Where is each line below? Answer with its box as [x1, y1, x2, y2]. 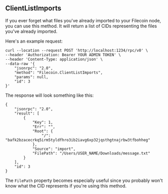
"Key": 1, [32, 120, 53, 125]
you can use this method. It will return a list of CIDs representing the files [5, 23, 157, 29]
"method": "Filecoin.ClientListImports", [14, 70, 103, 75]
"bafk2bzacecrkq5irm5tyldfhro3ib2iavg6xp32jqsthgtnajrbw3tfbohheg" [5, 137, 151, 142]
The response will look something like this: [5, 92, 94, 98]
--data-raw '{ [5, 61, 35, 66]
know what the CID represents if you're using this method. [5, 182, 127, 189]
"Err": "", [32, 124, 56, 129]
